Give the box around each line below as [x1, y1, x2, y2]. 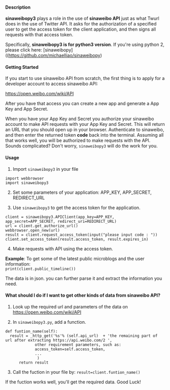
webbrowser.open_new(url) [5, 227, 60, 233]
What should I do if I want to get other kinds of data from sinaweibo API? [5, 292, 161, 298]
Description [5, 4, 31, 10]
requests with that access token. [5, 32, 74, 38]
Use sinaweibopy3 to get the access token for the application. [12, 204, 141, 211]
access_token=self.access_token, [35, 347, 106, 352]
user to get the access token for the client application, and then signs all [5, 26, 156, 33]
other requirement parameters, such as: [35, 342, 122, 347]
